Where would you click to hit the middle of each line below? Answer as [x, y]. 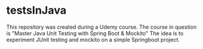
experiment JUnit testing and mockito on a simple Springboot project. [93, 39]
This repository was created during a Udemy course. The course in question [101, 27]
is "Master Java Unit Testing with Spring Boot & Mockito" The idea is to [95, 33]
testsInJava [36, 10]
